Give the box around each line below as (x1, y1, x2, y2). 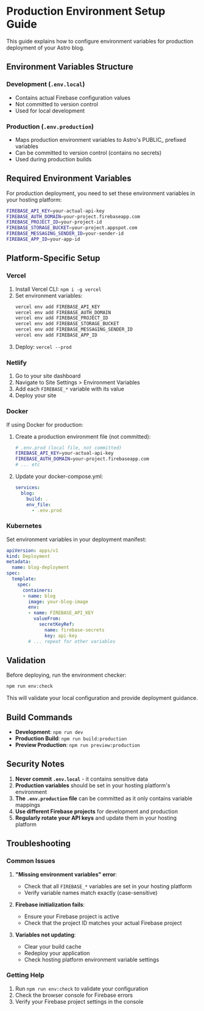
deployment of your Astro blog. (6, 44, 85, 51)
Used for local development (15, 107, 85, 114)
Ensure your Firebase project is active (24, 913, 119, 920)
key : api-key (44, 633, 78, 639)
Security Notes (6, 759, 65, 770)
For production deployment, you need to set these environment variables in (6, 189, 195, 197)
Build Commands (6, 712, 73, 722)
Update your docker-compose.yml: (15, 472, 104, 480)
